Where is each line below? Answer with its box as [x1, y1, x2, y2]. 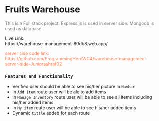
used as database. [5, 25, 43, 31]
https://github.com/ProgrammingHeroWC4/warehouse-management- [5, 55, 148, 61]
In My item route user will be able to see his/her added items [12, 105, 136, 111]
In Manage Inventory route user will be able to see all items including [12, 94, 152, 100]
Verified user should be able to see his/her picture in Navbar [12, 84, 135, 90]
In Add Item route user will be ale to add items [12, 89, 106, 95]
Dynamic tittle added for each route [12, 110, 90, 116]
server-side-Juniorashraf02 [5, 61, 62, 67]
